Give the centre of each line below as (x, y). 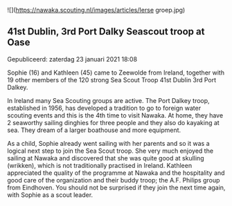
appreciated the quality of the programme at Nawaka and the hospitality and (116, 173)
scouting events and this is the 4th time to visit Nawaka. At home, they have (115, 115)
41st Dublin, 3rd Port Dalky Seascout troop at (106, 31)
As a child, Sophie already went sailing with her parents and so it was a (108, 143)
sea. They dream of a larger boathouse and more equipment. (94, 130)
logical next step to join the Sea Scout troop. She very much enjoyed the (110, 151)
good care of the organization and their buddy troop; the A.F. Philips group (114, 180)
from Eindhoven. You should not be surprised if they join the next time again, (116, 187)
